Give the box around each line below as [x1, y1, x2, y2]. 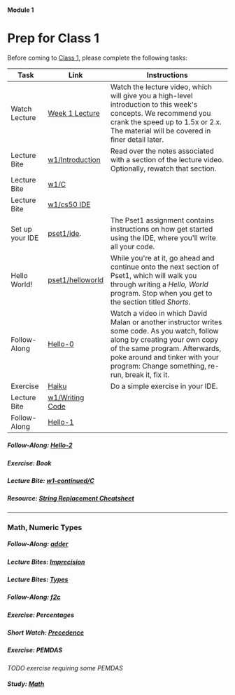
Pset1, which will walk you [110, 270, 197, 280]
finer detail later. [110, 134, 164, 144]
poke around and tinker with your [110, 352, 219, 362]
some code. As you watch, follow [110, 326, 219, 336]
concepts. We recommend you [110, 108, 211, 118]
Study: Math [7, 680, 45, 688]
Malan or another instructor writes [110, 317, 222, 326]
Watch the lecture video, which [110, 81, 212, 91]
